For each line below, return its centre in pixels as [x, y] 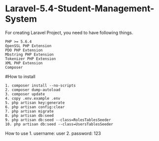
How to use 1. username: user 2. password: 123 [53, 133]
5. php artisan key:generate [35, 103]
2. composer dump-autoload [33, 90]
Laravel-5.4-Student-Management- [80, 9]
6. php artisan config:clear [35, 107]
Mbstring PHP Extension [30, 55]
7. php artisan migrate [30, 111]
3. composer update [25, 94]
